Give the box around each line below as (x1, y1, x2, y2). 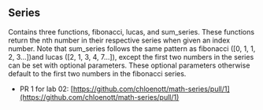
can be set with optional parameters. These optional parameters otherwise (8, 60, 250, 70)
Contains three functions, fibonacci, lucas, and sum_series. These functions (8, 27, 254, 36)
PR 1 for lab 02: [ (19, 84, 73, 93)
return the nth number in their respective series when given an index (8, 35, 231, 45)
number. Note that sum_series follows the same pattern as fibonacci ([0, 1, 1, (8, 43, 256, 53)
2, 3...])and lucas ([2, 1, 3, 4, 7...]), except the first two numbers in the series (8, 52, 254, 61)
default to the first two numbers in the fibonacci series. (8, 68, 187, 78)
